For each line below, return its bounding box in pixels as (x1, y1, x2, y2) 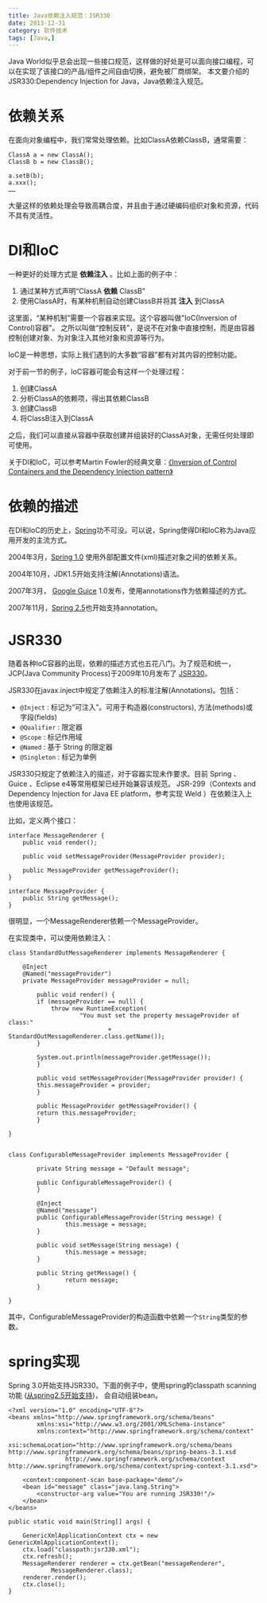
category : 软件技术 (8, 26, 68, 34)
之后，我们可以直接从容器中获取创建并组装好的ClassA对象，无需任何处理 (8, 430, 247, 440)
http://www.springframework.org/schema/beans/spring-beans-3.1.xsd (8, 1448, 237, 1456)
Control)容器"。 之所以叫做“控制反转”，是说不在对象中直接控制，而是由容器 (8, 323, 256, 333)
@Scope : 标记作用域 (19, 733, 83, 741)
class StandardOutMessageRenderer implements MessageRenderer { (8, 949, 226, 957)
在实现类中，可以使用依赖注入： (8, 933, 113, 943)
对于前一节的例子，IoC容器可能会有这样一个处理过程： (8, 367, 187, 376)
